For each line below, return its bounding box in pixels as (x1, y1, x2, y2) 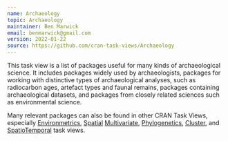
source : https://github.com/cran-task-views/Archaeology (7, 42, 175, 49)
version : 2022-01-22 (7, 36, 67, 43)
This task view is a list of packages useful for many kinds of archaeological (7, 62, 221, 69)
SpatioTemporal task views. (7, 126, 86, 134)
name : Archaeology (7, 10, 60, 17)
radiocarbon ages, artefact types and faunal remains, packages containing (7, 84, 220, 91)
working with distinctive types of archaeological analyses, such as (7, 76, 196, 84)
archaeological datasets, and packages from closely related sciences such (7, 91, 220, 99)
